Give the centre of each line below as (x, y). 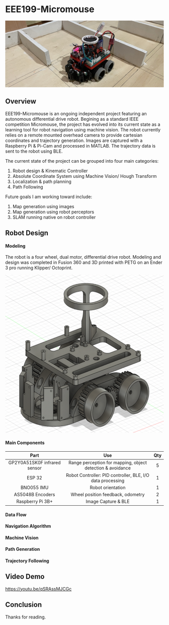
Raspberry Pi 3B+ (34, 502)
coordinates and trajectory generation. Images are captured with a (74, 140)
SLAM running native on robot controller (54, 217)
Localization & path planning (42, 181)
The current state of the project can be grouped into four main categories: (82, 161)
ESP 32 (35, 478)
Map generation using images (43, 206)
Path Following (28, 187)
